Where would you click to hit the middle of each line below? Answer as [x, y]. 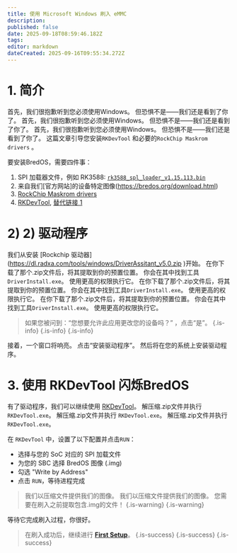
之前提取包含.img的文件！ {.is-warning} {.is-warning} [127, 504]
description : [27, 21]
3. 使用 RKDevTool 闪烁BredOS [98, 385]
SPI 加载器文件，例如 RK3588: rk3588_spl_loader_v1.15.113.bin [111, 177]
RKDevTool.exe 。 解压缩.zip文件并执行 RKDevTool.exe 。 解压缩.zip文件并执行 [117, 415]
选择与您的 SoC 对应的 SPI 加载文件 [69, 454]
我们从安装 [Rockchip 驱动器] [50, 254]
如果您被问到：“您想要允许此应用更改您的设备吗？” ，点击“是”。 [118, 322]
